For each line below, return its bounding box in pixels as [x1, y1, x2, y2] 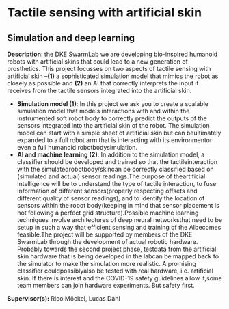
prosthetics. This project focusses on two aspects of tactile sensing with [7, 65, 211, 72]
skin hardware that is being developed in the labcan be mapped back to [16, 252, 219, 260]
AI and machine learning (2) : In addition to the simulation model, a [16, 150, 205, 159]
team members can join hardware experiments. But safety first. [16, 282, 195, 289]
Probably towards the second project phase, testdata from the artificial [16, 245, 217, 253]
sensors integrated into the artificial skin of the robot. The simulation [16, 122, 210, 129]
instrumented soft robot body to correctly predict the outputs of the [16, 114, 207, 122]
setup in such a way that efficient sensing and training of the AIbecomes [16, 224, 221, 231]
